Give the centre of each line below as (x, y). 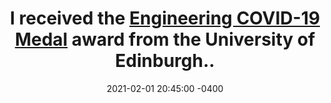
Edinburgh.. (165, 61)
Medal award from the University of (165, 39)
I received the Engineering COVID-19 (165, 18)
